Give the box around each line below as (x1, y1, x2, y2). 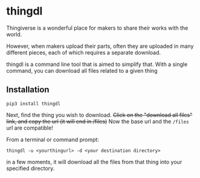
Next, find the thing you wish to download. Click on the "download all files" (6, 111, 193, 119)
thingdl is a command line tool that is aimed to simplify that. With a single (6, 61, 188, 68)
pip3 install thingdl (6, 101, 61, 107)
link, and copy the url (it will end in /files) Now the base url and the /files (6, 117, 189, 125)
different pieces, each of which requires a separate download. (6, 48, 161, 56)
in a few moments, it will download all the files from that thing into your (6, 158, 182, 165)
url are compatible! (6, 124, 53, 131)
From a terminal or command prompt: (6, 136, 100, 143)
